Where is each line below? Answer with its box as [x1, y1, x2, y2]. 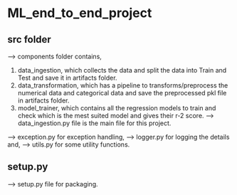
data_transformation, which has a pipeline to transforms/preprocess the [17, 81, 228, 90]
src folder [7, 33, 51, 46]
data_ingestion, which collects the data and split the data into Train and [17, 66, 227, 74]
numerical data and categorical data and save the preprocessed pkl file [17, 89, 227, 97]
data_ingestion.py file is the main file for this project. [17, 119, 172, 127]
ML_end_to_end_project [7, 5, 152, 21]
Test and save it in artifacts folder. [17, 73, 117, 82]
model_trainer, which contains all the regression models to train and [17, 104, 216, 112]
